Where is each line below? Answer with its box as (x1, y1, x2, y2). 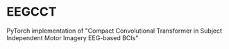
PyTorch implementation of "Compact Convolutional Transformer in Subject (6, 27, 223, 35)
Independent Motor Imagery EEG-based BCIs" (6, 33, 139, 42)
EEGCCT (6, 4, 57, 20)
